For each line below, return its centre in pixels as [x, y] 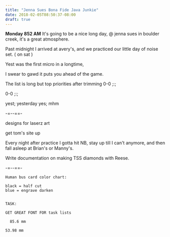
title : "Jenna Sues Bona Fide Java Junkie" [52, 10]
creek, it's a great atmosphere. [37, 39]
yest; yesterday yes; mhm [32, 104]
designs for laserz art [27, 123]
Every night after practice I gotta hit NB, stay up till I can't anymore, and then [85, 143]
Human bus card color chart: [36, 177]
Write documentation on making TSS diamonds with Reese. [67, 158]
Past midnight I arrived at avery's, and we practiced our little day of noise [82, 49]
